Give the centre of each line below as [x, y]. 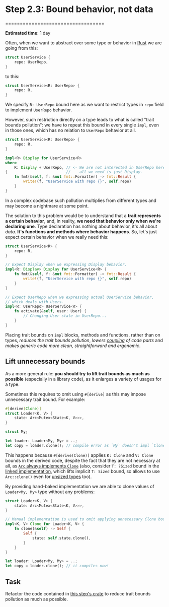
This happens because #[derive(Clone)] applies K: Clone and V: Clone [79, 455]
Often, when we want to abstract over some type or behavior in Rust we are [83, 43]
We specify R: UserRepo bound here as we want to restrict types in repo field [84, 105]
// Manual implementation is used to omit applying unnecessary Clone [81, 519]
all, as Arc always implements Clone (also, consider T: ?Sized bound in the [82, 466]
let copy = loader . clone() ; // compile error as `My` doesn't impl [77, 445]
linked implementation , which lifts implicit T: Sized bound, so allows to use [82, 471]
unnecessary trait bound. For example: [45, 399]
